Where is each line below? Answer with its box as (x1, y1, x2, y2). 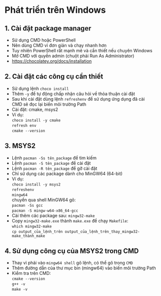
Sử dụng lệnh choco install (11, 85, 69, 91)
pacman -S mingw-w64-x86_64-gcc (11, 208, 78, 213)
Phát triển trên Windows (4, 4, 106, 16)
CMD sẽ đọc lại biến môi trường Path (11, 101, 87, 107)
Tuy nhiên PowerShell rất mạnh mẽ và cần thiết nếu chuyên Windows (11, 48, 153, 53)
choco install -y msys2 (11, 182, 61, 187)
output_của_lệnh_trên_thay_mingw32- (64, 229, 140, 234)
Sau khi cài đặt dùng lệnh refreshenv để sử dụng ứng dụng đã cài (11, 96, 145, 102)
